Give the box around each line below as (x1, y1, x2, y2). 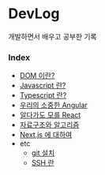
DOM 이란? (19, 71, 55, 80)
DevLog (8, 5, 60, 23)
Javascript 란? (19, 80, 66, 91)
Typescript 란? (19, 91, 67, 100)
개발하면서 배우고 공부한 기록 (8, 32, 97, 41)
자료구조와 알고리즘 (19, 120, 80, 130)
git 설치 (31, 148, 55, 158)
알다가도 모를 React (19, 110, 81, 120)
